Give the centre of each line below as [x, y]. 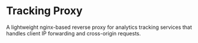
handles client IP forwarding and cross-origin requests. [74, 33]
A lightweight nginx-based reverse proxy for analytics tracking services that [99, 27]
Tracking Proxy [45, 11]
